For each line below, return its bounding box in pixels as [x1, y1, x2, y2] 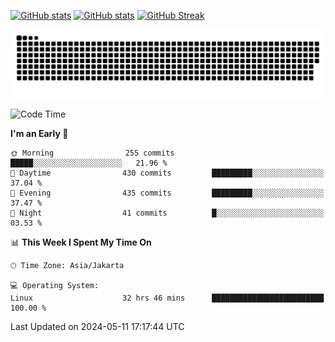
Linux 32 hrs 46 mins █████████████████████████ [10, 293, 325, 303]
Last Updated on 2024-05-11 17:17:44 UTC [10, 320, 185, 332]
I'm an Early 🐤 [10, 127, 69, 139]
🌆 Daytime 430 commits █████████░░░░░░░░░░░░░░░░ [10, 168, 325, 178]
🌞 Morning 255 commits [10, 148, 175, 158]
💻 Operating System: [10, 280, 100, 290]
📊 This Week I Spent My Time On [10, 236, 152, 248]
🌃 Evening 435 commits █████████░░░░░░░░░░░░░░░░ [10, 188, 325, 198]
